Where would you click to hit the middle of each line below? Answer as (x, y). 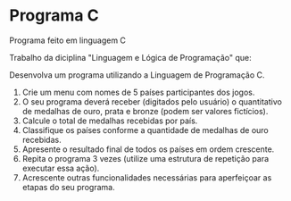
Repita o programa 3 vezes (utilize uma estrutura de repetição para (145, 158)
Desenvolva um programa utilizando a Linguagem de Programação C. (137, 75)
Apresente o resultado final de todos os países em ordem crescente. (148, 149)
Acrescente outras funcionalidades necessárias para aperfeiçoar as (147, 177)
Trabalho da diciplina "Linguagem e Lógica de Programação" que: (130, 57)
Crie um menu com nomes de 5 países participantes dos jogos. (138, 92)
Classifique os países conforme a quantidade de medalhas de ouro (145, 130)
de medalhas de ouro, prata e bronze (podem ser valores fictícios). (145, 111)
